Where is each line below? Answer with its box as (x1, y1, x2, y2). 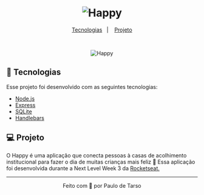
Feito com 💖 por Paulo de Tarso (63, 182, 141, 189)
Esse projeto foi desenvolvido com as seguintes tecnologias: (6, 83, 158, 90)
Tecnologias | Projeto (72, 26, 132, 33)
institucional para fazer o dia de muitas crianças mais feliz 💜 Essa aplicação (6, 158, 195, 165)
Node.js (15, 94, 35, 102)
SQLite (15, 108, 32, 115)
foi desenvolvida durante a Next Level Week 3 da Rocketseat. (6, 164, 160, 172)
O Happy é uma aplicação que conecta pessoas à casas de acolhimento (6, 151, 187, 159)
